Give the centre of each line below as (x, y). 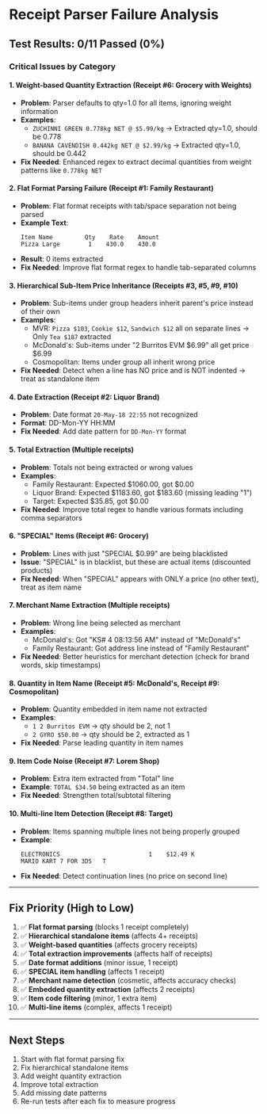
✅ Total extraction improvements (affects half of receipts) (116, 954)
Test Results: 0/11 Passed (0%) (87, 44)
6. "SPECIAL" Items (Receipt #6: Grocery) (79, 536)
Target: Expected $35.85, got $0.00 (90, 501)
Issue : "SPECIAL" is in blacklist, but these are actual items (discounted (135, 562)
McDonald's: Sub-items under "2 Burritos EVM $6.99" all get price (141, 345)
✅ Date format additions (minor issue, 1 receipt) (99, 963)
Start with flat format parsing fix (72, 1059)
